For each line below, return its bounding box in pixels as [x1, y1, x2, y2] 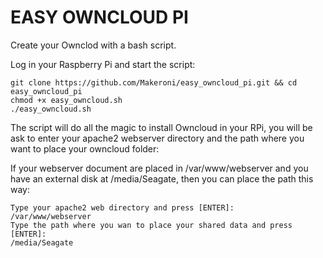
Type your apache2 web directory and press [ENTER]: [10, 202, 235, 213]
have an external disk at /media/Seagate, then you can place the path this [10, 172, 314, 185]
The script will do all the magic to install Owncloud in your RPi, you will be [10, 121, 313, 133]
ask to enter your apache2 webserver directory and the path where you [10, 132, 305, 144]
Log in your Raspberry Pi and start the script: [10, 58, 196, 70]
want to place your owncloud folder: [10, 142, 160, 155]
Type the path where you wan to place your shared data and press [10, 220, 293, 230]
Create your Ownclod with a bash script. [10, 39, 177, 51]
